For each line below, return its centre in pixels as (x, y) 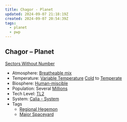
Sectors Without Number (30, 63)
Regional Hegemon (38, 109)
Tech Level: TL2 (28, 93)
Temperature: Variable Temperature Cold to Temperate (67, 78)
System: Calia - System (36, 99)
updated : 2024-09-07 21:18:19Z (37, 14)
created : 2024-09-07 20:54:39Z (37, 18)
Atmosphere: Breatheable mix (42, 73)
